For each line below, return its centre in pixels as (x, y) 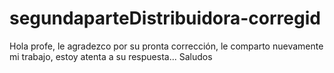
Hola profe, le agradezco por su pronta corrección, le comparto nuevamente (166, 46)
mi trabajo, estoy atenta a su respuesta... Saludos (111, 56)
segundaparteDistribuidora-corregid (165, 18)
